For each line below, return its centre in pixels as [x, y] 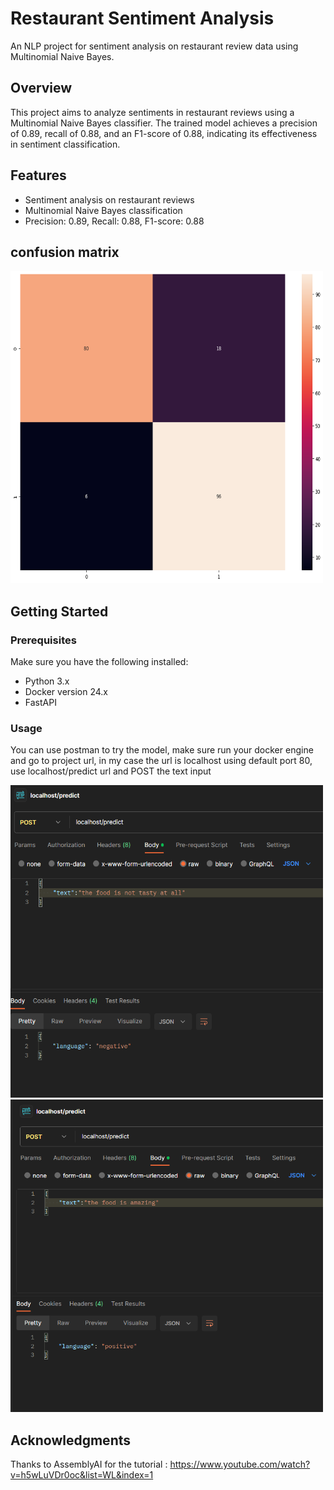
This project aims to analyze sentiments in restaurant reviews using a [152, 112]
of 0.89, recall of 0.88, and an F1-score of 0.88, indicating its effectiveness [164, 133]
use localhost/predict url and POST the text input [111, 771]
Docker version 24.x [66, 692]
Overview [41, 88]
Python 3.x [47, 681]
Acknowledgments [71, 1440]
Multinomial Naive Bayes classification [103, 210]
